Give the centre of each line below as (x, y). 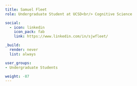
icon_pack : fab (29, 32)
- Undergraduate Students (31, 68)
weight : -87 (17, 76)
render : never (24, 50)
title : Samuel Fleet (26, 9)
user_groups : (18, 63)
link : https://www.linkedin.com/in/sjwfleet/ (61, 36)
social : (13, 23)
